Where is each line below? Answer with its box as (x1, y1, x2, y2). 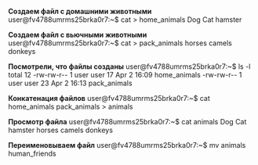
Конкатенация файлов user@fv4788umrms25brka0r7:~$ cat (8, 94, 210, 102)
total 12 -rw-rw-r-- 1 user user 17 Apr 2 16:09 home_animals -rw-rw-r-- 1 (8, 70, 242, 79)
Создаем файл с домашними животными (8, 7, 152, 16)
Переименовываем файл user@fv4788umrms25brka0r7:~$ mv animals (8, 141, 246, 149)
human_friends (8, 149, 56, 158)
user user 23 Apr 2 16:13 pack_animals (8, 78, 133, 88)
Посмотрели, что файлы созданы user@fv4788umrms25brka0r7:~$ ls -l (8, 62, 251, 71)
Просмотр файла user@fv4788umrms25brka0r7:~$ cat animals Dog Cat (8, 117, 247, 126)
